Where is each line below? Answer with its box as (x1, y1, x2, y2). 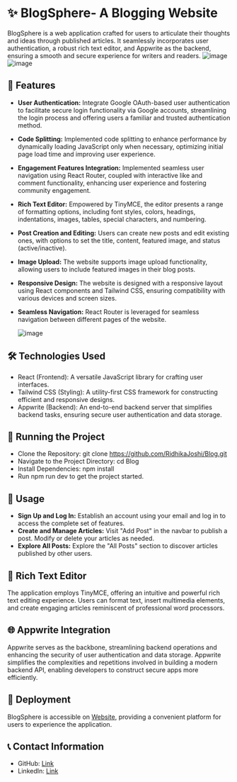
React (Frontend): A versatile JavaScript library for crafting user (17, 372, 203, 381)
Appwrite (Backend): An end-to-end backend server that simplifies (17, 403, 212, 411)
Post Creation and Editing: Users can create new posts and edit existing (17, 228, 230, 237)
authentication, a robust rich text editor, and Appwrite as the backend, (7, 44, 212, 52)
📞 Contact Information (7, 741, 104, 753)
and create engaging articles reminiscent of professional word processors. (7, 604, 225, 612)
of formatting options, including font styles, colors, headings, (17, 207, 196, 216)
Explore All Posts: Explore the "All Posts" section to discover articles (17, 542, 218, 550)
